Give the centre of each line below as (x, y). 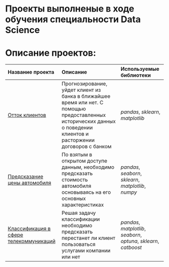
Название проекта (31, 72)
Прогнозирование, (84, 84)
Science (23, 30)
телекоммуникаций (32, 241)
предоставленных (84, 115)
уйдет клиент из (81, 90)
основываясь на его (86, 192)
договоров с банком (87, 147)
